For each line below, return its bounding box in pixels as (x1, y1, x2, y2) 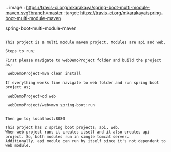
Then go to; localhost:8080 (5, 116, 66, 121)
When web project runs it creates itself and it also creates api (5, 129, 150, 135)
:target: (63, 10, 79, 16)
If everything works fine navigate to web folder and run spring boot (5, 80, 159, 85)
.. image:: (5, 5, 25, 10)
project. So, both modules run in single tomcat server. (5, 134, 130, 139)
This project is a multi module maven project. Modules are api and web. (5, 40, 166, 45)
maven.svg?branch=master (5, 10, 63, 16)
